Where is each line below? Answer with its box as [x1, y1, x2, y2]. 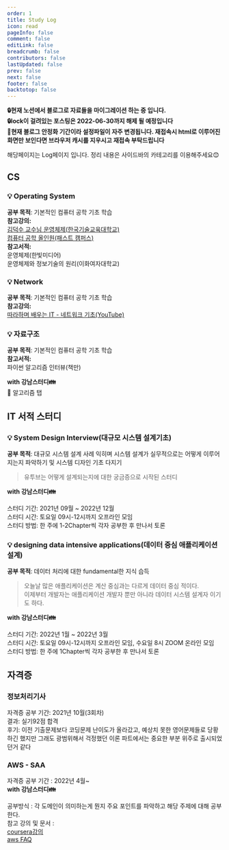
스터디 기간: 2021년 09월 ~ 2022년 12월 [7, 505, 115, 513]
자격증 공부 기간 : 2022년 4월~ [7, 777, 90, 785]
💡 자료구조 [7, 330, 40, 339]
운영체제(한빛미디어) [7, 251, 62, 259]
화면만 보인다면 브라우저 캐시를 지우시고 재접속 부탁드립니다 [7, 136, 165, 145]
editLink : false [7, 42, 53, 49]
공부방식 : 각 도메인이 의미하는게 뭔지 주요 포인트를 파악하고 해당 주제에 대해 [7, 802, 210, 810]
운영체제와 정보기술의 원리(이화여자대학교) [7, 259, 120, 267]
